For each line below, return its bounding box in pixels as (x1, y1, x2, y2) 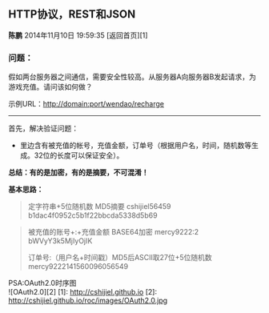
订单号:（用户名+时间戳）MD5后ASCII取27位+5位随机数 (27, 253, 212, 263)
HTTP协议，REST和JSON (8, 7, 136, 22)
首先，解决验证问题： (8, 123, 78, 134)
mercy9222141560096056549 (27, 262, 129, 271)
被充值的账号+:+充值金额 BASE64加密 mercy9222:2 (27, 227, 199, 237)
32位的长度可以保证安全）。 (34, 150, 124, 160)
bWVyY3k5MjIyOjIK (27, 236, 93, 246)
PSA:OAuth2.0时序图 (8, 279, 77, 288)
